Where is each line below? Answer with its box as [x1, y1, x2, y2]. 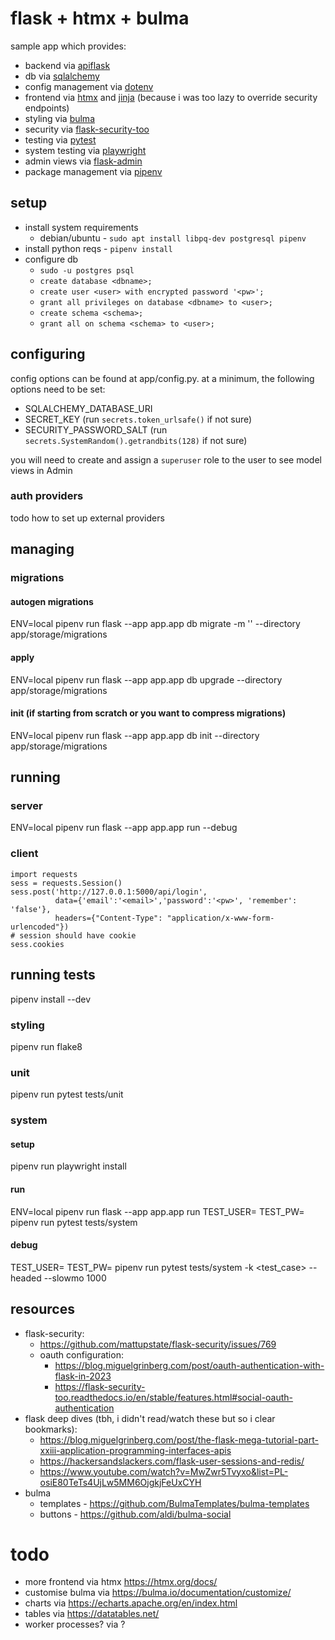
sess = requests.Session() [10, 878, 123, 888]
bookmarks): [24, 1423, 78, 1435]
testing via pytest [24, 133, 97, 146]
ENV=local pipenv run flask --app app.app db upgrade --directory [10, 673, 283, 686]
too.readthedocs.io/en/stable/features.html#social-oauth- [54, 1391, 294, 1403]
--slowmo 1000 [43, 1272, 107, 1284]
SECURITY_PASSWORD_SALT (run [24, 423, 168, 436]
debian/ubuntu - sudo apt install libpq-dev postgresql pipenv [39, 232, 307, 244]
